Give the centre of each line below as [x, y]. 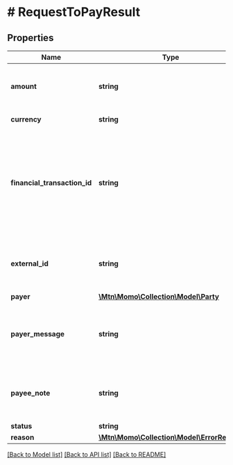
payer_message [37, 334]
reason [23, 437]
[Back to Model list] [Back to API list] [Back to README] [87, 455]
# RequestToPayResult [74, 12]
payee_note [31, 393]
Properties [31, 38]
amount [24, 86]
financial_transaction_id [51, 183]
